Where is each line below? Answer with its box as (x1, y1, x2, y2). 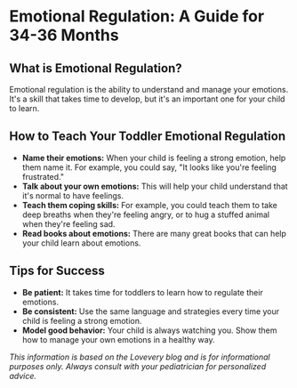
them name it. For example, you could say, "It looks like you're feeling (21, 162, 277, 173)
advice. (9, 370, 37, 381)
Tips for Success (9, 263, 105, 279)
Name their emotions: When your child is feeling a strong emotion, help (21, 152, 286, 163)
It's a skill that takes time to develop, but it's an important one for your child (9, 93, 285, 104)
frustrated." (21, 171, 65, 182)
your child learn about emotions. (21, 238, 141, 248)
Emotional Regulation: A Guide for (9, 6, 265, 27)
